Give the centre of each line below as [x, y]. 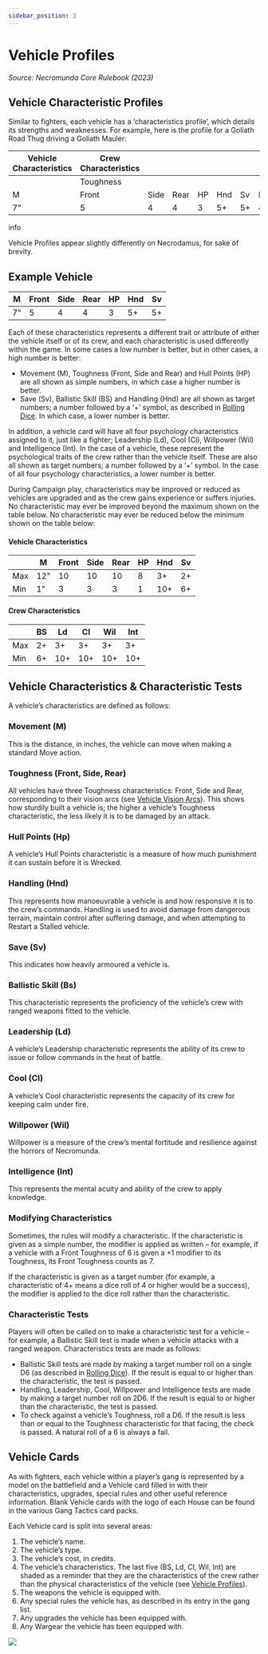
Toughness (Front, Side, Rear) [67, 773]
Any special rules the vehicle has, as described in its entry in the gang [135, 1600]
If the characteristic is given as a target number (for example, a [112, 1277]
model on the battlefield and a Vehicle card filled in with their [108, 1485]
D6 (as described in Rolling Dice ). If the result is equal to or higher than [136, 1373]
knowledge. [28, 1198]
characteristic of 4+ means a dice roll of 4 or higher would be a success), [129, 1285]
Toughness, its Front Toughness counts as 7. [81, 1261]
